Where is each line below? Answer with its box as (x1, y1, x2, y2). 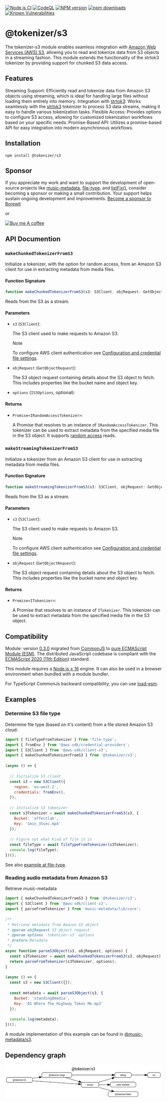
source (5, 185, 20, 191)
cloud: (5, 726, 18, 733)
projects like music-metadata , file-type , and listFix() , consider (20, 185, 147, 191)
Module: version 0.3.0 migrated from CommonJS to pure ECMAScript (5, 646, 147, 652)
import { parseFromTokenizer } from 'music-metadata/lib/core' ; (5, 906, 141, 911)
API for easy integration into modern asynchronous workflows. (5, 125, 133, 131)
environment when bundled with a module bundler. (5, 671, 109, 677)
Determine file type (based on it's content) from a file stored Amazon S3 (5, 721, 153, 727)
